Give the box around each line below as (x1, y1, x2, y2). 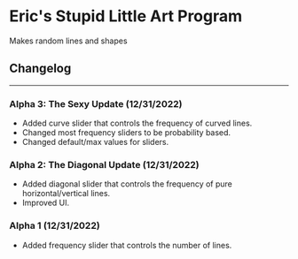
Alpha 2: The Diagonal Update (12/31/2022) (9, 158, 200, 171)
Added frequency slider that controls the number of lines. (21, 240, 232, 250)
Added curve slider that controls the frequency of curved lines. (21, 118, 253, 129)
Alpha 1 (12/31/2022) (9, 219, 100, 232)
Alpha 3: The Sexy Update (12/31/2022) (9, 97, 183, 110)
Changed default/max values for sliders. (21, 137, 169, 148)
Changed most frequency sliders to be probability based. (21, 127, 231, 138)
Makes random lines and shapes (9, 35, 128, 46)
